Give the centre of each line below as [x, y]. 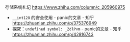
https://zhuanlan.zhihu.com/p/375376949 [54, 23]
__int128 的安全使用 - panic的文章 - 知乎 [53, 18]
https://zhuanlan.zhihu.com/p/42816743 [53, 34]
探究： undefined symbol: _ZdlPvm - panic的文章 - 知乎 [67, 29]
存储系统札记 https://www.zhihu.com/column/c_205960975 [65, 7]
